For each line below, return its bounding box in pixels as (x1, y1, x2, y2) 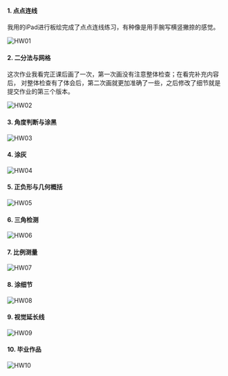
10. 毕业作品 (7, 346, 41, 354)
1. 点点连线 (7, 6, 38, 15)
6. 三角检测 (7, 215, 39, 224)
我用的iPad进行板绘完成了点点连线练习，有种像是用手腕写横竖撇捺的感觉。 (7, 23, 220, 31)
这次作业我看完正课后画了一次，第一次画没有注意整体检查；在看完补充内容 (7, 70, 219, 79)
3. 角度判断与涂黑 (7, 118, 57, 126)
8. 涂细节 (7, 281, 33, 289)
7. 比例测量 (7, 247, 38, 256)
